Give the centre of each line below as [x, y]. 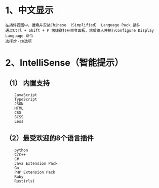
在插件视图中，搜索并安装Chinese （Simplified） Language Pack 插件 [73, 25]
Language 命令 [19, 36]
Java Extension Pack [36, 163]
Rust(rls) [25, 181]
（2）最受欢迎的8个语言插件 [49, 138]
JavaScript [26, 95]
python [21, 150]
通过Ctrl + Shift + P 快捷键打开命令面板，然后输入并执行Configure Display [80, 30]
